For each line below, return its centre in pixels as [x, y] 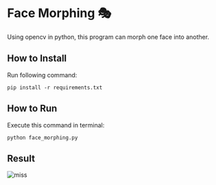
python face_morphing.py [43, 138]
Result [21, 158]
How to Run [32, 109]
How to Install [37, 59]
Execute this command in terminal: [56, 125]
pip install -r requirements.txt [55, 87]
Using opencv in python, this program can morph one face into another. [108, 37]
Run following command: [42, 75]
